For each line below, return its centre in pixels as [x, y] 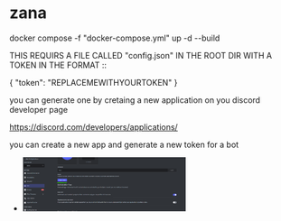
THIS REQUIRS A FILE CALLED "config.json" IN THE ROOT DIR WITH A [141, 55]
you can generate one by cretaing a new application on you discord [135, 100]
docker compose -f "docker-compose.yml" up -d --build [115, 38]
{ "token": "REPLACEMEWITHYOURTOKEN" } [94, 82]
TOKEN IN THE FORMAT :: [58, 65]
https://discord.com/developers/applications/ [94, 127]
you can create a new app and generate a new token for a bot [124, 144]
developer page [39, 109]
